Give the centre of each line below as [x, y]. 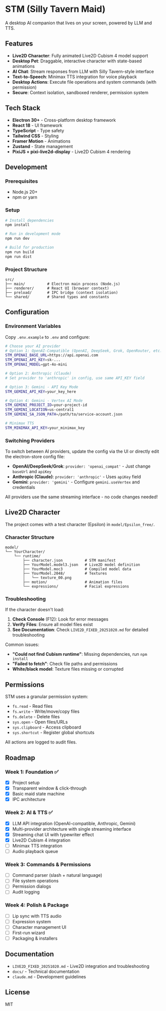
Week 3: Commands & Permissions [48, 864]
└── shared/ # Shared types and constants [57, 297]
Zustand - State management [42, 146]
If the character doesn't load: [35, 610]
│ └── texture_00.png [47, 578]
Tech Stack [23, 108]
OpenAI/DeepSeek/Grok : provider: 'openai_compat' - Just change [81, 466]
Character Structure [30, 537]
